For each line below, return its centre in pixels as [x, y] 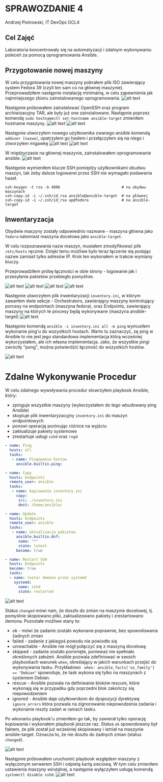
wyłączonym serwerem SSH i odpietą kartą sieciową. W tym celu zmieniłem [82, 764]
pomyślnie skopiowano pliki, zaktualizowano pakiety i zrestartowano [74, 616]
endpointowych [28, 421]
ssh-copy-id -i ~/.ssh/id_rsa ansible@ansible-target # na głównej [77, 196]
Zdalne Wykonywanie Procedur [71, 376]
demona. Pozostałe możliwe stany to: [43, 621]
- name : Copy [18, 473]
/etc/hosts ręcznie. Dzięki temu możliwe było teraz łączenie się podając [78, 251]
